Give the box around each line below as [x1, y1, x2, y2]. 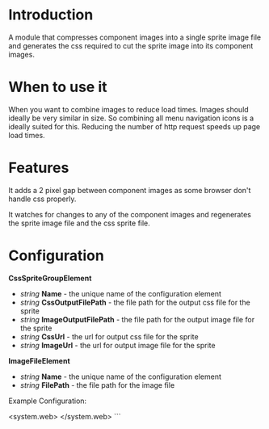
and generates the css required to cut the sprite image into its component [8, 40, 254, 50]
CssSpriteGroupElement [8, 273, 92, 283]
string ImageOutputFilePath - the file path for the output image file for [19, 314, 255, 324]
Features [8, 159, 69, 177]
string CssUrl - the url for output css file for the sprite [19, 331, 200, 341]
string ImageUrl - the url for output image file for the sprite [19, 340, 216, 350]
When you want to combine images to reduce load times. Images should [8, 104, 249, 114]
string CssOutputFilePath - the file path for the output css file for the [19, 297, 250, 307]
